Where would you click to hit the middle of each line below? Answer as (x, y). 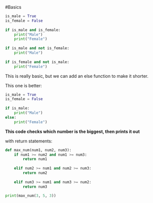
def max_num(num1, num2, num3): (38, 150)
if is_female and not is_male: (37, 62)
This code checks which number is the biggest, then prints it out (73, 131)
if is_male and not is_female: (37, 48)
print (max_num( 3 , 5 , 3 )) (31, 196)
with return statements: (29, 141)
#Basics (13, 7)
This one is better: (23, 85)
